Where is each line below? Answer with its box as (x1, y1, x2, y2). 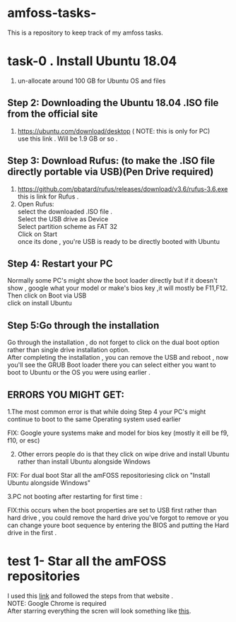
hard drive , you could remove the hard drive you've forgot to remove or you (7, 513, 229, 522)
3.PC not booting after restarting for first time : (7, 492, 143, 500)
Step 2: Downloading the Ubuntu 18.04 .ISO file (7, 97, 219, 109)
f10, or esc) (7, 436, 40, 445)
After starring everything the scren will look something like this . (7, 606, 191, 615)
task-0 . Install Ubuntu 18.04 (7, 53, 177, 69)
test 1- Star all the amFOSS (7, 553, 167, 570)
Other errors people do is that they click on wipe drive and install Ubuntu (17, 450, 230, 458)
